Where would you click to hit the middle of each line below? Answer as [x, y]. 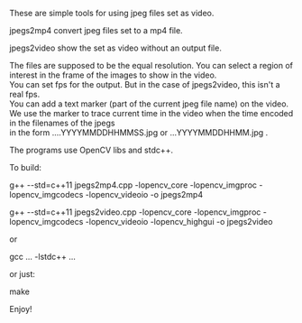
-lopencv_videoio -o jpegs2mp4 [144, 194]
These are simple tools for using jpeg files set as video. [112, 13]
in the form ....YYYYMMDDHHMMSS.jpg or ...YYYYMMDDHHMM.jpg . [139, 133]
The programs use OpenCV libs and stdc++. [92, 150]
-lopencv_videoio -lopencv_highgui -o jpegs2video [179, 221]
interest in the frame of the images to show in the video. [113, 75]
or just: [23, 274]
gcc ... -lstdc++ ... [43, 257]
